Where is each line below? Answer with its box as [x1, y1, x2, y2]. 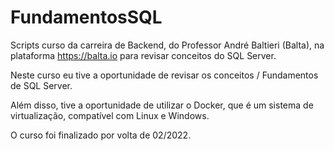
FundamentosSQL [10, 6, 163, 29]
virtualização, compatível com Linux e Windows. [10, 109, 210, 121]
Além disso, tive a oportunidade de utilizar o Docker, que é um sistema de [10, 99, 314, 111]
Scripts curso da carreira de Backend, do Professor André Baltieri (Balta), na [10, 39, 325, 51]
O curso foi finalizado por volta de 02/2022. [10, 129, 192, 141]
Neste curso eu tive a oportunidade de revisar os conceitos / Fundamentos [10, 69, 319, 81]
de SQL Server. [10, 79, 73, 91]
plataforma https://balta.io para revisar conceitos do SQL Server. [10, 49, 277, 61]
